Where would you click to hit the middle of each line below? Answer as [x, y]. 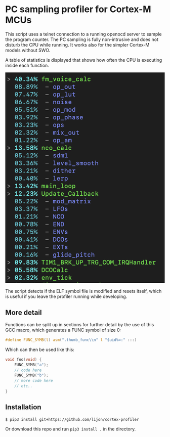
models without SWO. [28, 50]
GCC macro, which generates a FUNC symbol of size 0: [63, 330]
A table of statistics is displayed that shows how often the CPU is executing [84, 60]
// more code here [34, 381]
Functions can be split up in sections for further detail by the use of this [80, 324]
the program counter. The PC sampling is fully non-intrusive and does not [82, 39]
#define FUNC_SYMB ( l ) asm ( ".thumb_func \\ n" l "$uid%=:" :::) [71, 340]
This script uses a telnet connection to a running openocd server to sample [83, 34]
